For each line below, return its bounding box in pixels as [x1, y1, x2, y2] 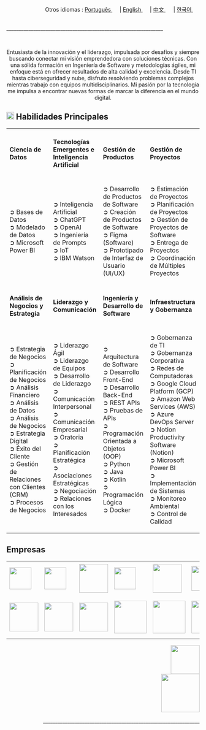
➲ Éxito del [9, 444, 41, 453]
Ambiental [150, 502, 180, 511]
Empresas [6, 544, 46, 555]
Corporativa [150, 357, 185, 365]
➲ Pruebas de [102, 406, 143, 415]
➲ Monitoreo [150, 495, 187, 503]
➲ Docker [102, 506, 131, 514]
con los [53, 502, 75, 511]
